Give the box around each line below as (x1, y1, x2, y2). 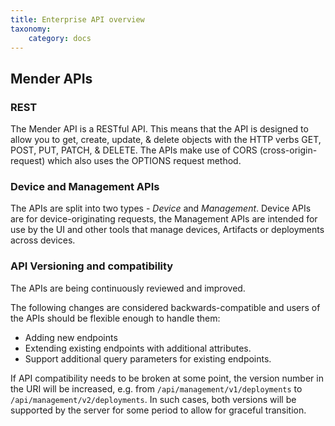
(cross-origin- (259, 144, 318, 156)
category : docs (28, 33, 92, 43)
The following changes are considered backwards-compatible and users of (10, 301, 321, 313)
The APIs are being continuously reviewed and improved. (10, 282, 246, 294)
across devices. (10, 234, 76, 246)
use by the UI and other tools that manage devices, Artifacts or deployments (10, 224, 325, 236)
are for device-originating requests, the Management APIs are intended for (10, 213, 318, 225)
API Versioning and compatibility (10, 259, 174, 273)
